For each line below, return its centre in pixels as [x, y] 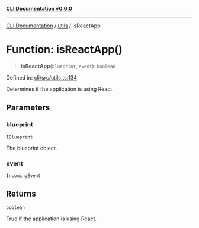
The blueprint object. [32, 148]
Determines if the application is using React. [60, 89]
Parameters [28, 108]
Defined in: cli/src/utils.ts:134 [42, 77]
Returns [21, 194]
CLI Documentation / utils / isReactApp [53, 26]
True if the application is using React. [51, 218]
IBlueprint [20, 137]
